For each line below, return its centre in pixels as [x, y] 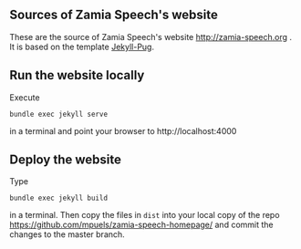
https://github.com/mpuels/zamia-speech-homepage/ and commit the [141, 225]
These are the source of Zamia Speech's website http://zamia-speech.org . [150, 36]
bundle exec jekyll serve [58, 114]
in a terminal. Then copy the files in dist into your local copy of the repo [145, 215]
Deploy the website [65, 160]
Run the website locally [77, 75]
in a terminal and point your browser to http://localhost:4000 [123, 130]
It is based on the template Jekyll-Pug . [82, 47]
